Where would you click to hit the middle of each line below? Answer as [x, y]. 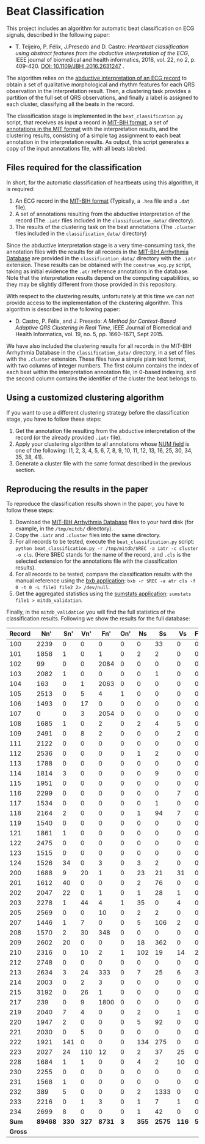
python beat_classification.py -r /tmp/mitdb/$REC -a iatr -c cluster [107, 549]
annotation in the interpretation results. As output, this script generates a [98, 141]
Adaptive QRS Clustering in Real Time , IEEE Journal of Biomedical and [103, 327]
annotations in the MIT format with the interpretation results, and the [92, 129]
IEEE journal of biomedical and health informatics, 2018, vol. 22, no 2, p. [106, 59]
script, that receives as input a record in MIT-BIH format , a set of [88, 122]
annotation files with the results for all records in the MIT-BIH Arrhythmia [98, 252]
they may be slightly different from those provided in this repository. [92, 284]
